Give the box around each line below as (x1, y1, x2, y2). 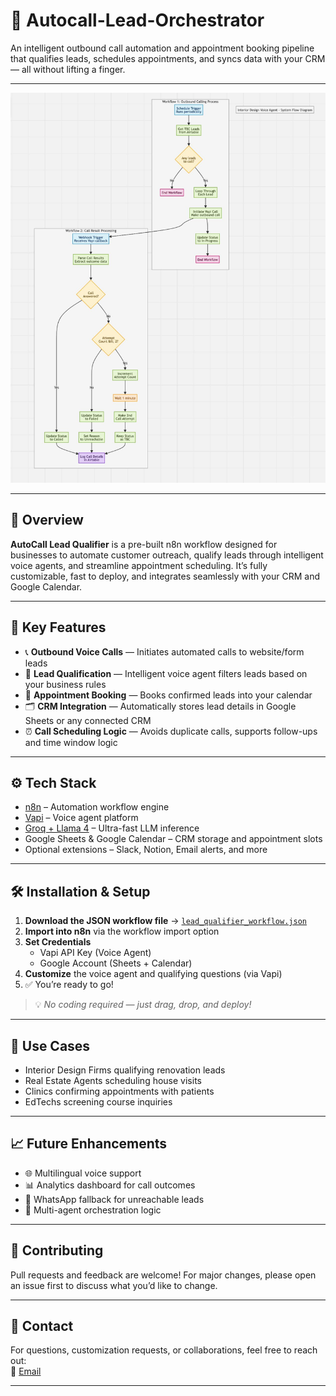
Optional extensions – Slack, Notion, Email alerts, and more (24, 844, 268, 856)
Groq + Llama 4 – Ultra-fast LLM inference (24, 822, 200, 834)
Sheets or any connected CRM (24, 714, 152, 726)
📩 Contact (10, 1318, 74, 1335)
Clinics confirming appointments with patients (24, 1085, 215, 1098)
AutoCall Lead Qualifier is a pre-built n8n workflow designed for (10, 538, 278, 550)
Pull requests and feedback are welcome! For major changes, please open (10, 1269, 317, 1281)
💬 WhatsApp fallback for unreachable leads (24, 1193, 205, 1205)
